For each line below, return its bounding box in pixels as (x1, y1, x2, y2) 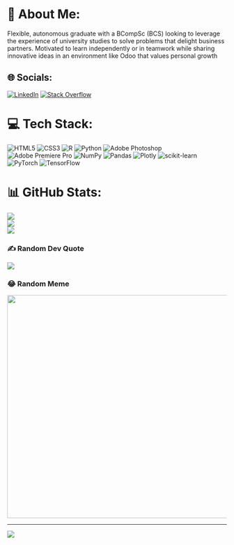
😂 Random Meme (7, 279, 70, 289)
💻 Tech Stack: (7, 116, 93, 132)
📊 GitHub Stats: (7, 184, 102, 200)
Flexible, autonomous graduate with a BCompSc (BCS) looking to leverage (7, 29, 221, 38)
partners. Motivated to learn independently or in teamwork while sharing (7, 44, 215, 52)
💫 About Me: (7, 6, 81, 22)
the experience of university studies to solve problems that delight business (7, 36, 225, 45)
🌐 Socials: (7, 72, 53, 84)
